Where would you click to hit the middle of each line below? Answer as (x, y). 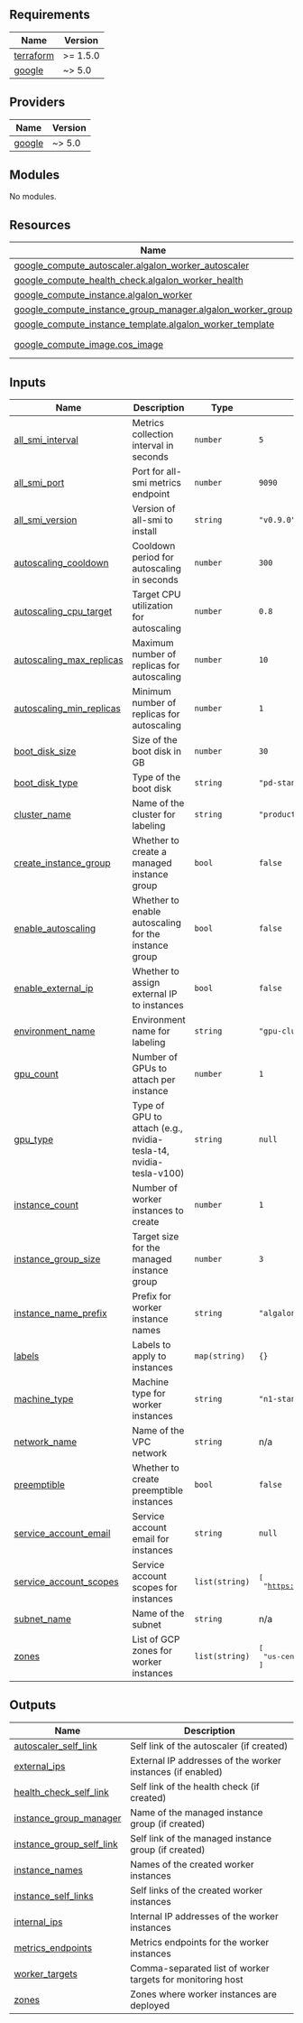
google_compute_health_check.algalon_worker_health (129, 281)
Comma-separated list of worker (200, 1968)
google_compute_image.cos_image (89, 345)
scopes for (155, 1588)
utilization (152, 606)
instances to (158, 1211)
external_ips (40, 1766)
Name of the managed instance (197, 1812)
